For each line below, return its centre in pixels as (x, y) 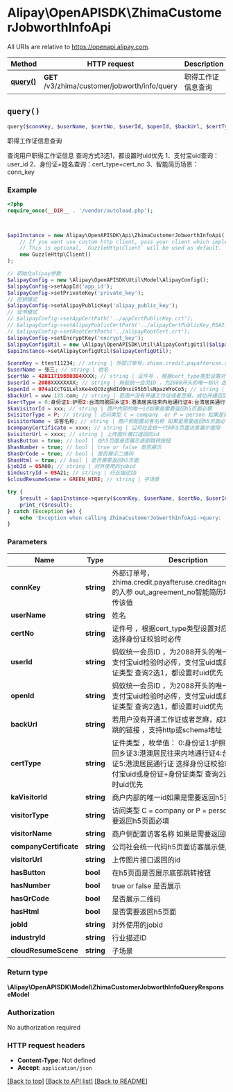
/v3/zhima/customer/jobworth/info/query (111, 86)
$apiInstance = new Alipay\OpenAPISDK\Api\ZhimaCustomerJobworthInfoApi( (116, 235)
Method (24, 64)
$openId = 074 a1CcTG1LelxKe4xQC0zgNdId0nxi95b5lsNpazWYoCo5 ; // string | (116, 389)
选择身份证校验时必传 (147, 639)
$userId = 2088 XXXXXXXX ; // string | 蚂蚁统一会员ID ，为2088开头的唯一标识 (113, 383)
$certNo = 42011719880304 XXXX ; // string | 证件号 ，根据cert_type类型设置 (114, 376)
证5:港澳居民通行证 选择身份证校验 (168, 763)
